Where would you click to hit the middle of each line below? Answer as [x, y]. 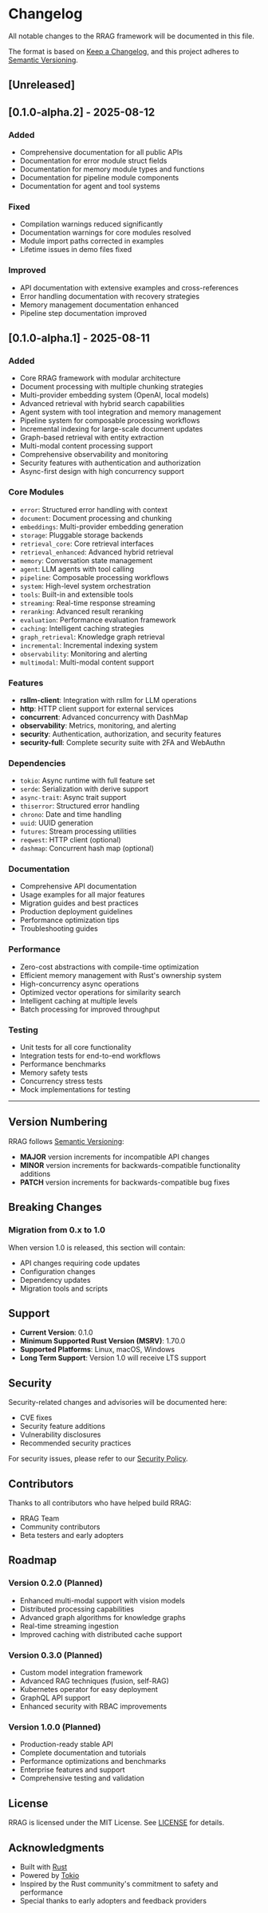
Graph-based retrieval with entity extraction [92, 438]
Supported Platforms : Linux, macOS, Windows [97, 1350]
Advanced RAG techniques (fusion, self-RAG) [95, 1681]
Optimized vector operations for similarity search [100, 992]
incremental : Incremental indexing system [89, 645]
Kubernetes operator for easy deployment [89, 1689]
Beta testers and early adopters [71, 1536]
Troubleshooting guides [59, 929]
